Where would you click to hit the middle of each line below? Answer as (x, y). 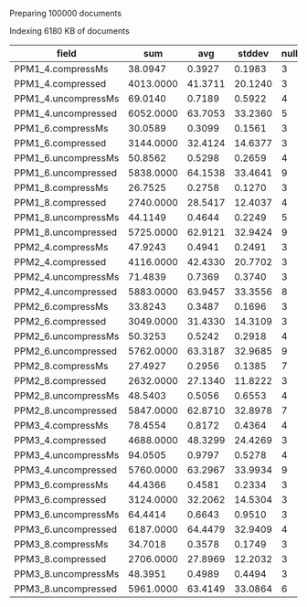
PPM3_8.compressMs (61, 544)
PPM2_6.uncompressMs (67, 336)
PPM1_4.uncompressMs (67, 98)
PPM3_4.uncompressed (65, 470)
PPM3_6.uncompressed (65, 529)
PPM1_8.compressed (60, 202)
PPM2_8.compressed (60, 381)
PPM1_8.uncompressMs (67, 217)
